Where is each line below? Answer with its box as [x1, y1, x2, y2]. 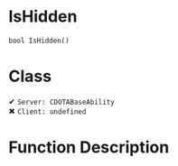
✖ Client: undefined [8, 106, 87, 116]
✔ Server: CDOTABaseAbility [8, 96, 115, 106]
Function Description [8, 137, 170, 158]
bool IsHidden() [8, 36, 70, 45]
